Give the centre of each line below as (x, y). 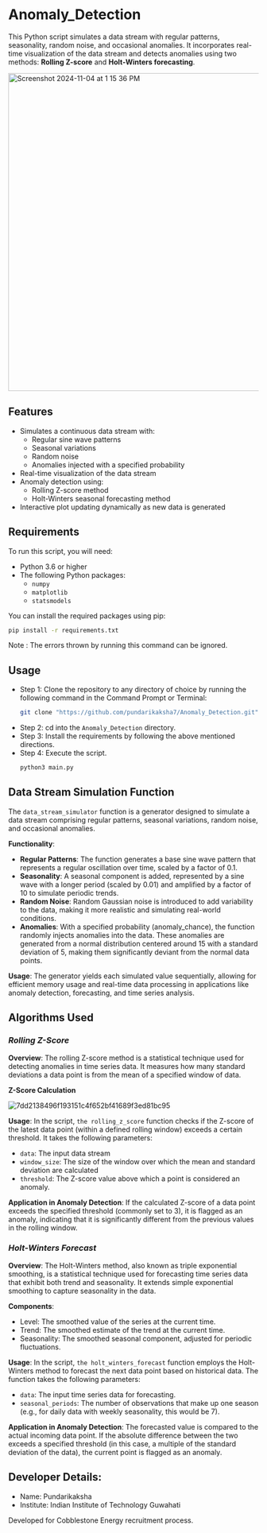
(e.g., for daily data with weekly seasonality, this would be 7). (120, 1411)
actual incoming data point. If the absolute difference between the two (123, 1435)
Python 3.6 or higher (53, 567)
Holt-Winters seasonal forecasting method (101, 498)
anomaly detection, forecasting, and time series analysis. (101, 993)
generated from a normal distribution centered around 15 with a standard (139, 943)
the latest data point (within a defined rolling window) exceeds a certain (125, 1129)
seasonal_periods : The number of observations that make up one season (139, 1403)
